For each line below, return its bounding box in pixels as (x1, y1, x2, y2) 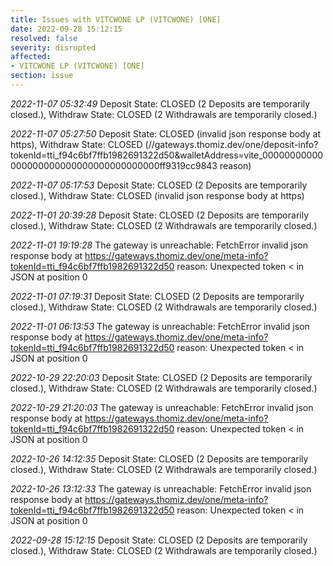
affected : (10, 52, 52, 62)
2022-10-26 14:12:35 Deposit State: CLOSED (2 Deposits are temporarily (10, 452, 309, 465)
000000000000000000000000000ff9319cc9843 (10, 159, 218, 171)
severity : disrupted (10, 42, 97, 53)
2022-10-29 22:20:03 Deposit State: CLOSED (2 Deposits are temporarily (10, 371, 313, 383)
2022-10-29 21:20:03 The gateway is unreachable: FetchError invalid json (10, 401, 314, 413)
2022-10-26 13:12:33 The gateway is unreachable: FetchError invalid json (10, 482, 312, 495)
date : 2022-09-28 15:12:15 (10, 24, 123, 34)
